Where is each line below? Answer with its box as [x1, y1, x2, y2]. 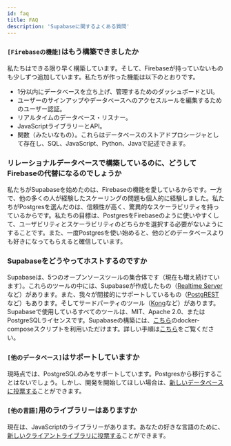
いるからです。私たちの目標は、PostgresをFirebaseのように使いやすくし [12, 211, 219, 220]
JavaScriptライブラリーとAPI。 [17, 122, 106, 130]
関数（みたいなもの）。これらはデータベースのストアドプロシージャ [17, 130, 208, 139]
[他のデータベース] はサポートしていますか [7, 353, 140, 362]
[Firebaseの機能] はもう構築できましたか [7, 47, 139, 57]
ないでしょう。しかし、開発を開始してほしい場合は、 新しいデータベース [19, 378, 224, 387]
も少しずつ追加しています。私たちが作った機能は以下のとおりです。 [7, 72, 199, 81]
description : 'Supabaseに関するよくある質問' [7, 23, 130, 30]
